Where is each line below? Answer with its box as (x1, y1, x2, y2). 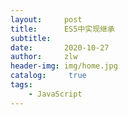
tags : (10, 80, 33, 90)
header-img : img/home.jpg (10, 61, 118, 71)
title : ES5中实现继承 (10, 24, 115, 34)
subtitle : (10, 33, 52, 43)
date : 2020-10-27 (10, 42, 110, 53)
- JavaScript (28, 89, 83, 99)
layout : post (10, 14, 83, 25)
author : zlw (10, 52, 78, 62)
